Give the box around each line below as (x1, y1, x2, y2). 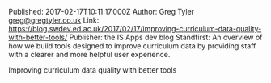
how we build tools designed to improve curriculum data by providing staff (8, 41, 256, 51)
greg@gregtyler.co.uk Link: (8, 15, 100, 25)
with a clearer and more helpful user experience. (8, 50, 171, 59)
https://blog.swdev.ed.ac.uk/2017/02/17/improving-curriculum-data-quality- (8, 24, 262, 33)
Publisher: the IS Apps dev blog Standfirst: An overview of (69, 32, 263, 42)
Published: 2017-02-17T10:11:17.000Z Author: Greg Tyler (8, 7, 195, 16)
